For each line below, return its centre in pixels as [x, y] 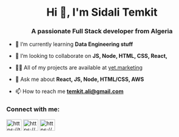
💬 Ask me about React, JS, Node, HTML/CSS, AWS [79, 79]
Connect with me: [33, 109]
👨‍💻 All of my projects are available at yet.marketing [79, 68]
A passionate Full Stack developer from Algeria [102, 31]
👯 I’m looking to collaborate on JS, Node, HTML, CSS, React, [91, 56]
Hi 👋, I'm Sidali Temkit [102, 12]
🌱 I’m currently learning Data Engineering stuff [74, 44]
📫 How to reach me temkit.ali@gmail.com [69, 91]
